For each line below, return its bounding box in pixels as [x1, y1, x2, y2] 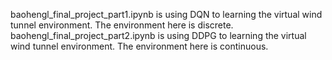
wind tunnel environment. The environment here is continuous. [10, 40, 269, 52]
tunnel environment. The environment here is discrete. [10, 19, 234, 31]
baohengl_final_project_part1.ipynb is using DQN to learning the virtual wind [10, 9, 323, 20]
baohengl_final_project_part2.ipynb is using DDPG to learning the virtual [10, 30, 307, 41]
